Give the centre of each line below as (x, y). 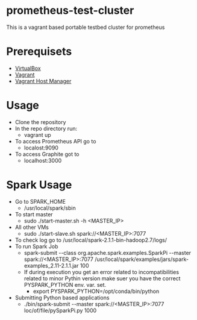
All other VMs (32, 227)
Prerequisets (39, 52)
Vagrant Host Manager (43, 81)
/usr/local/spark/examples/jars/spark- (141, 259)
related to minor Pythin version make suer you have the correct (102, 278)
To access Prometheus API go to (55, 141)
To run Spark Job (36, 246)
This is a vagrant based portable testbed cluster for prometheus (86, 27)
